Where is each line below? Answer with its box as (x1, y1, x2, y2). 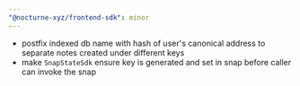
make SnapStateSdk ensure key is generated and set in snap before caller (21, 56, 292, 67)
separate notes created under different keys (21, 47, 185, 58)
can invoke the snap (21, 66, 96, 77)
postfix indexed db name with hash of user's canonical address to (21, 38, 266, 48)
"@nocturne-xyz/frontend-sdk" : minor (8, 13, 150, 22)
